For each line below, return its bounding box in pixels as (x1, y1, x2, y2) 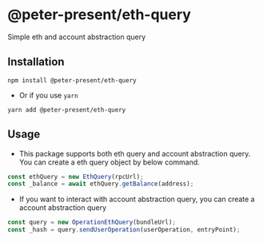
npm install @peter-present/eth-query (7, 76, 137, 85)
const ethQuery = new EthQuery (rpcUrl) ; (7, 173, 145, 181)
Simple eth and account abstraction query (7, 32, 146, 42)
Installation (7, 55, 65, 69)
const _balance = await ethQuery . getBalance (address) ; (7, 180, 194, 188)
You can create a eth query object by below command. (18, 157, 201, 167)
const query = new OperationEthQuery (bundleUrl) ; (7, 218, 177, 227)
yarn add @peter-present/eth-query (7, 105, 126, 113)
